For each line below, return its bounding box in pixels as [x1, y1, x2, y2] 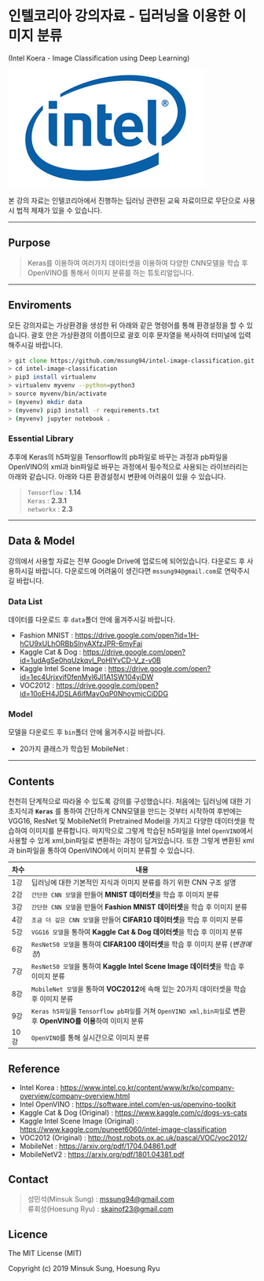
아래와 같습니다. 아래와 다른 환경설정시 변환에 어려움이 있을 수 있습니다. [8, 472, 226, 481]
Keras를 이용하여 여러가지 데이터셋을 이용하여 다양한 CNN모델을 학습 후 [27, 258, 248, 267]
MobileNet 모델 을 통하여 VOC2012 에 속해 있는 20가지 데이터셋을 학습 [31, 984, 247, 993]
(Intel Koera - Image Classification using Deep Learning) [8, 53, 190, 63]
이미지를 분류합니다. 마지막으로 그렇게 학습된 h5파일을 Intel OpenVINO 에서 [28, 826, 254, 835]
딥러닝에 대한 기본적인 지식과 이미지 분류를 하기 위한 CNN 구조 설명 [31, 877, 236, 886]
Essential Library [8, 433, 75, 444]
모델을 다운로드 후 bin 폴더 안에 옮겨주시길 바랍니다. [8, 728, 166, 737]
